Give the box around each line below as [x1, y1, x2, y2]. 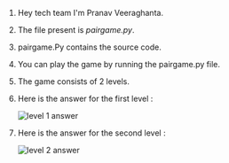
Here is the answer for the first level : [17, 93, 154, 104]
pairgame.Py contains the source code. [17, 42, 162, 52]
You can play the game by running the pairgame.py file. [17, 59, 220, 69]
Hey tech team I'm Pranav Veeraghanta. [17, 8, 164, 18]
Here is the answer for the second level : [17, 128, 166, 138]
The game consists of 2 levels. [17, 76, 130, 87]
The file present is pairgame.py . [17, 25, 135, 35]
